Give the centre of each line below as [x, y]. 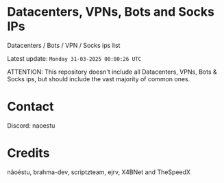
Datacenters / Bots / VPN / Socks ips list [64, 45]
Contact [30, 107]
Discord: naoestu [31, 125]
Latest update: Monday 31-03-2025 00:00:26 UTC [74, 58]
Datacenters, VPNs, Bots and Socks [111, 12]
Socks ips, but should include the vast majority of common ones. [99, 79]
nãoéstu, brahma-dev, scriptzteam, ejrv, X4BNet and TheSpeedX [99, 172]
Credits [28, 153]
